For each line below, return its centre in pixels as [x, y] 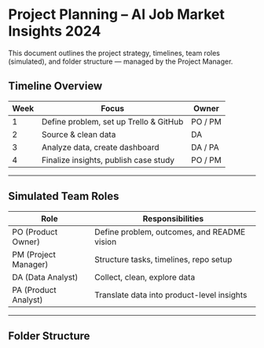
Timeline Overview [55, 86]
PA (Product [34, 290]
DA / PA [205, 147]
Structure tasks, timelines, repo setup [163, 259]
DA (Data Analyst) [45, 277]
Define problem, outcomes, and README [170, 231]
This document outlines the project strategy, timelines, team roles [114, 53]
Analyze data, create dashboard [101, 147]
